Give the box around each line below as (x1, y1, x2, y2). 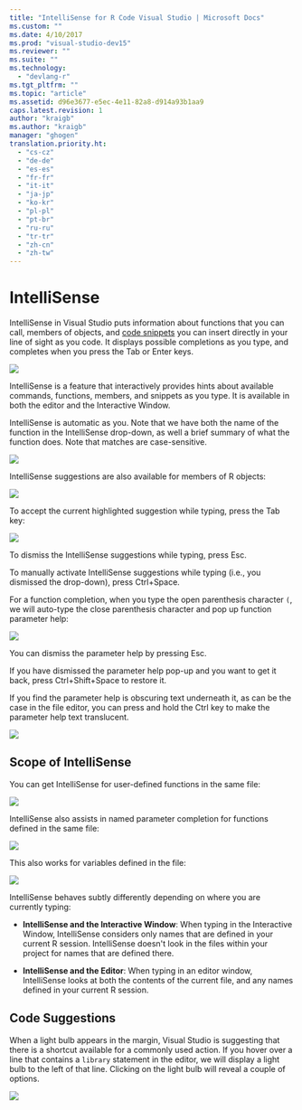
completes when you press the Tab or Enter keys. (9, 346, 194, 357)
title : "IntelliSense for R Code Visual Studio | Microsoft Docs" (9, 13, 265, 23)
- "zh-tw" (17, 249, 54, 258)
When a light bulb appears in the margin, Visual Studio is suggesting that (9, 1034, 280, 1045)
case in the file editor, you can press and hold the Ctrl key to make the (9, 702, 270, 713)
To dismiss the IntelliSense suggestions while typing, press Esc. (9, 550, 247, 560)
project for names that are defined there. (22, 947, 175, 958)
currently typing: (9, 901, 71, 912)
